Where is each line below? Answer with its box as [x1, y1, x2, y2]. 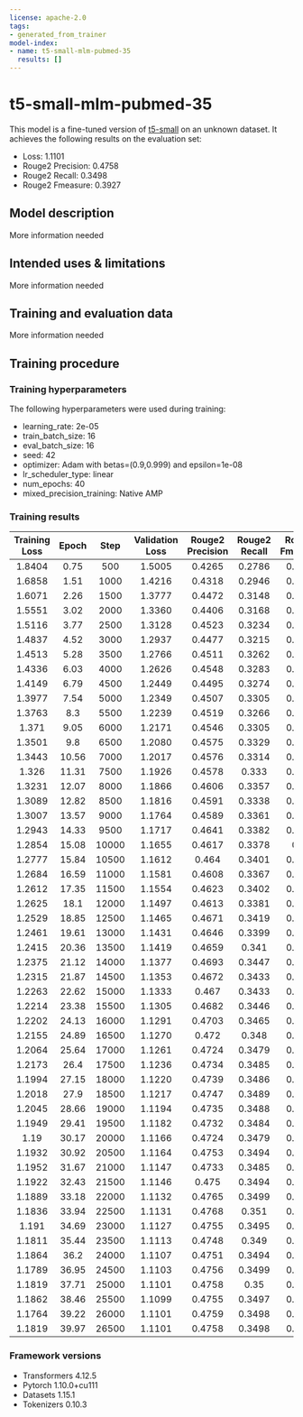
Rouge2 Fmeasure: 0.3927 [22, 179, 122, 190]
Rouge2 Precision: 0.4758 [22, 160, 119, 171]
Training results [9, 511, 80, 523]
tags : [9, 22, 30, 31]
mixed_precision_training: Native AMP [22, 488, 164, 499]
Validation [133, 534, 179, 547]
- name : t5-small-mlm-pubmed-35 [9, 47, 131, 56]
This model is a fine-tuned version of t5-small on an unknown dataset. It [9, 124, 278, 134]
